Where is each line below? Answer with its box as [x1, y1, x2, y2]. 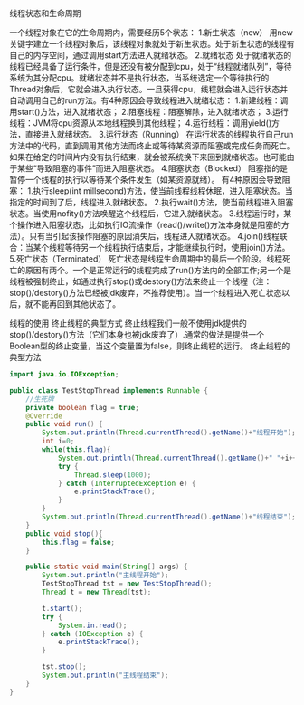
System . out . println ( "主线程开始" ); [42, 571, 169, 580]
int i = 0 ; [42, 437, 75, 446]
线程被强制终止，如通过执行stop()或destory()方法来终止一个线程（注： [9, 276, 272, 287]
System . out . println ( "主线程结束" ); [42, 671, 169, 680]
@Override [25, 411, 63, 421]
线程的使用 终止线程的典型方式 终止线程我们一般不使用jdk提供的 [9, 318, 247, 329]
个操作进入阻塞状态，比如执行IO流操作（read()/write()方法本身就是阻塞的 [9, 220, 282, 230]
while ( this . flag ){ [42, 445, 111, 454]
